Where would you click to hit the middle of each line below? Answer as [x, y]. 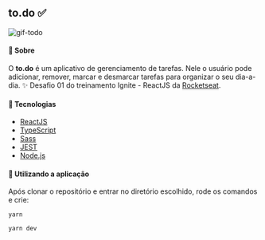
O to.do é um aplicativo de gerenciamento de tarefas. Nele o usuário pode [130, 69]
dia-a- [246, 77]
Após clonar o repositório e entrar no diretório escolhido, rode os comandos [133, 191]
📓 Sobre [21, 50]
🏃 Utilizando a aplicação [49, 174]
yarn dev [23, 229]
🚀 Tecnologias [32, 104]
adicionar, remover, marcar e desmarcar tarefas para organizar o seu [121, 77]
